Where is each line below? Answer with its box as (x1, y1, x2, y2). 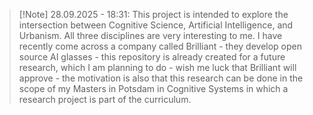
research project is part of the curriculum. (18, 94, 192, 105)
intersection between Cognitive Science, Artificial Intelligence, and (18, 19, 294, 31)
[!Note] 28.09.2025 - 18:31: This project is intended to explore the (18, 9, 289, 20)
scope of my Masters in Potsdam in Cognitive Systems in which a (18, 83, 289, 94)
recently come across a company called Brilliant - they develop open (18, 40, 303, 52)
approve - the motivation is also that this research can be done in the (18, 72, 304, 84)
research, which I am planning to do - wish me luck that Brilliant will (18, 62, 297, 73)
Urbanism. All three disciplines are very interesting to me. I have (18, 30, 283, 41)
